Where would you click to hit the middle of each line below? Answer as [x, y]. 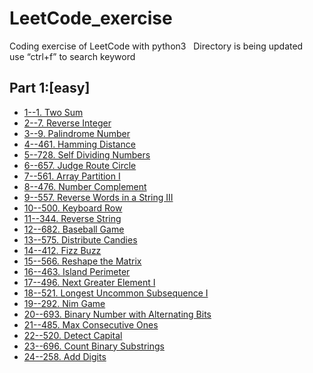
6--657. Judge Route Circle [80, 165]
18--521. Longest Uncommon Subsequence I [116, 293]
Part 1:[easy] [50, 88]
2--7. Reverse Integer [67, 123]
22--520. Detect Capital [73, 335]
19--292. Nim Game [64, 303]
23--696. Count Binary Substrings [94, 346]
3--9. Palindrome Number [77, 133]
